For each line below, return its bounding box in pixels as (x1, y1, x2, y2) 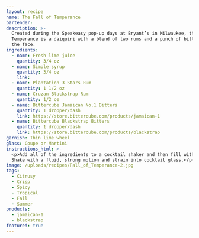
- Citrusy (11, 174, 36, 180)
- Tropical (11, 190, 38, 195)
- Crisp (11, 179, 31, 185)
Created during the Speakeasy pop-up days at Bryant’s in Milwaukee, (11, 31, 187, 37)
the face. (11, 42, 36, 48)
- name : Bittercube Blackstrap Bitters (11, 119, 110, 125)
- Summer (11, 201, 33, 207)
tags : (6, 168, 20, 174)
